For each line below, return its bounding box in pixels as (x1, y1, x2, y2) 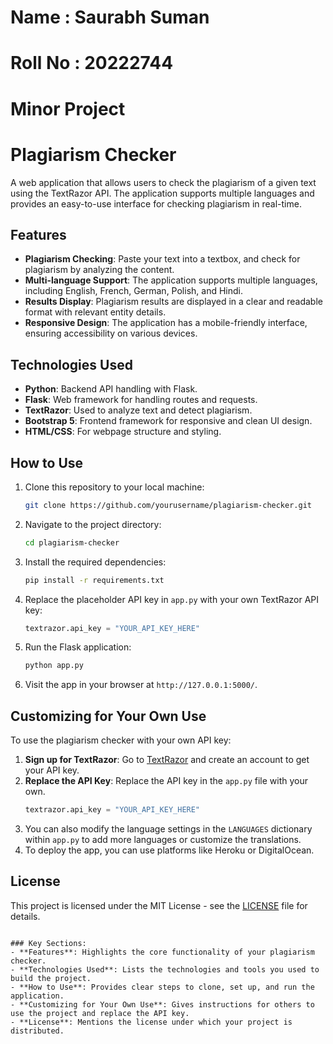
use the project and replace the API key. (10, 1008, 190, 1018)
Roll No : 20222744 (10, 52, 174, 75)
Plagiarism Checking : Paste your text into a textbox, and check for (24, 253, 301, 265)
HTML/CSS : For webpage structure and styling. (24, 426, 222, 438)
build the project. (10, 973, 92, 983)
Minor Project (10, 97, 126, 120)
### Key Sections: (10, 938, 87, 948)
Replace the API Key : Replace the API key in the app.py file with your (24, 775, 309, 787)
